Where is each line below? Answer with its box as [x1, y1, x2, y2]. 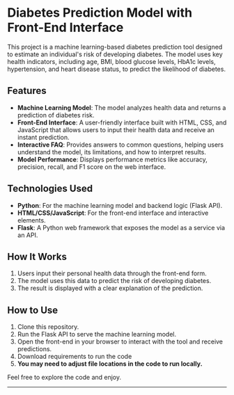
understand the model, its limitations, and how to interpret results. [17, 147, 207, 156]
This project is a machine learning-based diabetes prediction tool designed [7, 42, 223, 51]
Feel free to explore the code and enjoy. [7, 373, 122, 382]
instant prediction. [17, 133, 70, 141]
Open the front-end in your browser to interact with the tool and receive [17, 337, 224, 346]
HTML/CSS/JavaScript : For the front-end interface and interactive [17, 209, 209, 217]
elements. [17, 216, 47, 224]
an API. [17, 231, 38, 239]
